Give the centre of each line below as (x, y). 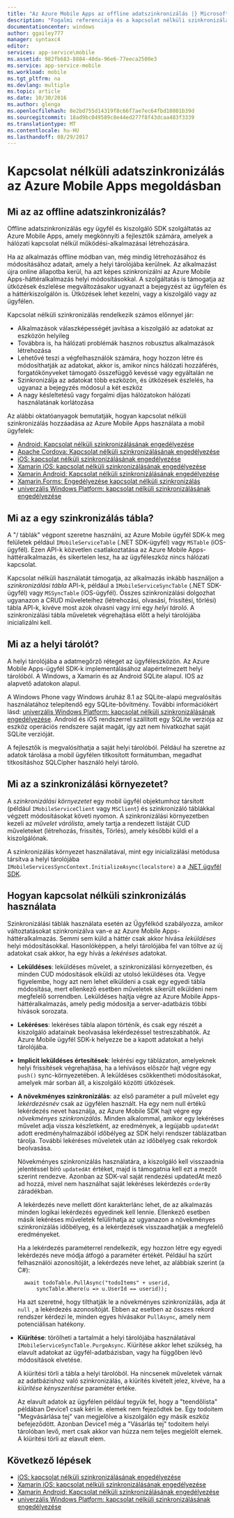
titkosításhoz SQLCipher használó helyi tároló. (73, 762)
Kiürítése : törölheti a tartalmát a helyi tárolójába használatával (107, 1337)
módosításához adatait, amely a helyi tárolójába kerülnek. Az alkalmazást (112, 264)
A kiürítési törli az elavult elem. (61, 1439)
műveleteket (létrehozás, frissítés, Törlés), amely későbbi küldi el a (103, 830)
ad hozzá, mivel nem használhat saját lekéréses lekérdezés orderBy (114, 1183)
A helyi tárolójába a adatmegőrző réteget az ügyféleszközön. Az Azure (109, 661)
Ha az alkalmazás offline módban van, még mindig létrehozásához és (107, 257)
